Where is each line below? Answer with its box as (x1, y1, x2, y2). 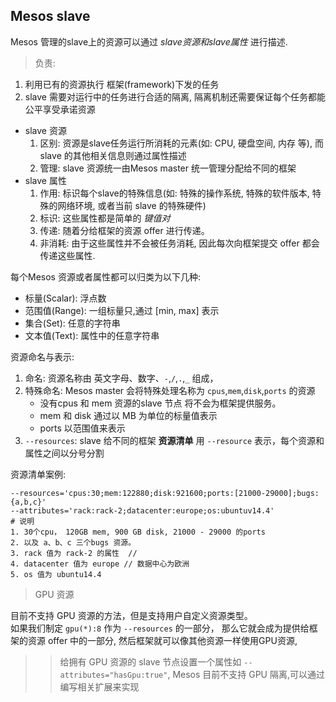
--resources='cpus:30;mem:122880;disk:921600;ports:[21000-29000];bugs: (10, 488, 320, 498)
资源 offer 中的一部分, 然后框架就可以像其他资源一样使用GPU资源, (27, 634, 298, 646)
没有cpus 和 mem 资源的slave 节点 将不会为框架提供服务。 (39, 397, 282, 409)
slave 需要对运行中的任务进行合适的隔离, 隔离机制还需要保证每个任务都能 (24, 90, 326, 103)
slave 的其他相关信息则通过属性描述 (39, 149, 187, 161)
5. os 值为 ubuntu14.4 (10, 569, 102, 579)
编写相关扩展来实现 (59, 680, 140, 693)
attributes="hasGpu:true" (59, 670, 168, 680)
